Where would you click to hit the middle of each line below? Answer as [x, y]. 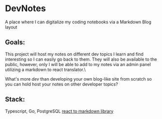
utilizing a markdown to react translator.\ [45, 69]
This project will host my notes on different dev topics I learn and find [74, 54]
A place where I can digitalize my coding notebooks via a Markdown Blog [78, 22]
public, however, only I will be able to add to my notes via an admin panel [78, 64]
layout [11, 27]
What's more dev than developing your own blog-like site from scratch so [78, 79]
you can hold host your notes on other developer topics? [62, 84]
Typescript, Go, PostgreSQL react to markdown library [59, 111]
